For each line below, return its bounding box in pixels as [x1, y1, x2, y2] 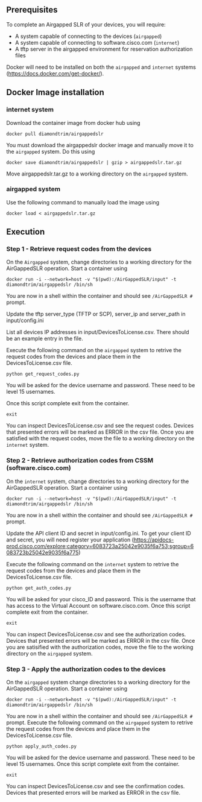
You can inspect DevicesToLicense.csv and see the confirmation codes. [6, 783, 185, 790]
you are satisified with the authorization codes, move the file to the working [6, 643, 194, 651]
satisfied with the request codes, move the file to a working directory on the [6, 435, 195, 442]
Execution [6, 227, 45, 237]
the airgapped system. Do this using [6, 148, 95, 155]
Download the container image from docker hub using [6, 119, 140, 126]
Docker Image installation [6, 87, 104, 98]
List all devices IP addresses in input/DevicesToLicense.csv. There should [6, 329, 189, 336]
